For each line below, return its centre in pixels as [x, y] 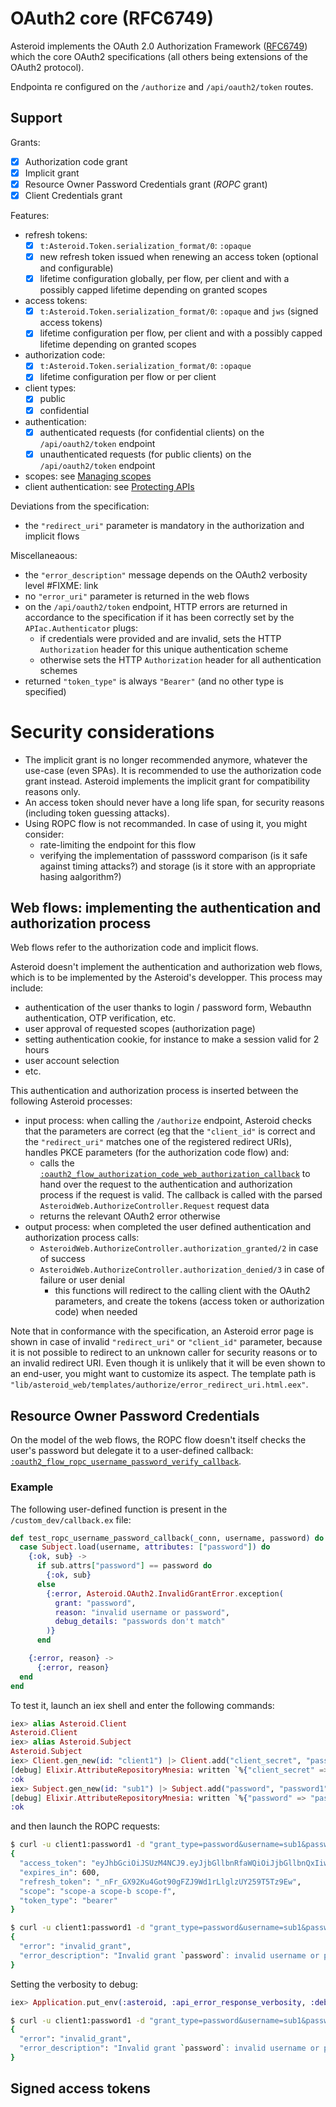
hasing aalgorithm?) [80, 876]
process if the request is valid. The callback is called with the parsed [181, 1195]
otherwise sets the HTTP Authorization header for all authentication [180, 659]
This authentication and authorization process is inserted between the [154, 1091]
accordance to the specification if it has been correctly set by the [159, 617]
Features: [30, 215]
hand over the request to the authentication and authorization [166, 1184]
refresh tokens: [56, 235]
